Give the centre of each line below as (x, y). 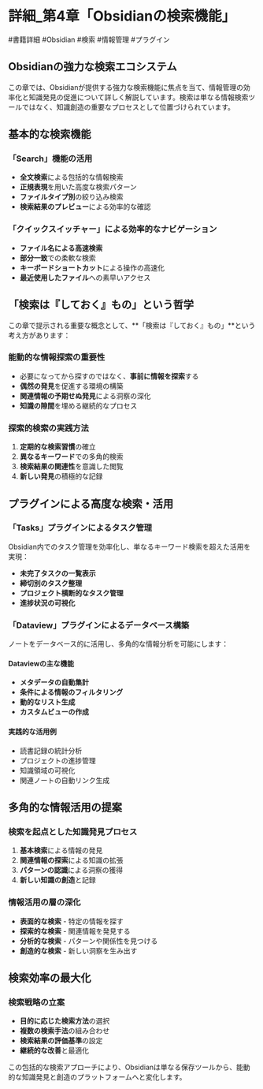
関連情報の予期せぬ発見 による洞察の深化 (85, 396)
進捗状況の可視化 (47, 602)
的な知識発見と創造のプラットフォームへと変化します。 (97, 1077)
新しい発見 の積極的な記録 (61, 476)
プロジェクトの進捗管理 (57, 760)
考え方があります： (39, 335)
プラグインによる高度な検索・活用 (91, 503)
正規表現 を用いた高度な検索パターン (78, 187)
